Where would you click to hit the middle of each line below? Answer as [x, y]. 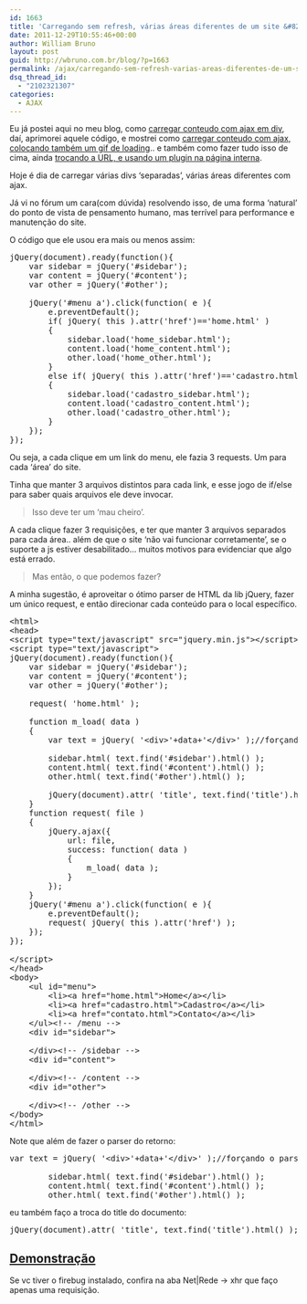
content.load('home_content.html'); [149, 349]
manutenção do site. [48, 222]
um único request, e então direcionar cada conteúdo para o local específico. [153, 605]
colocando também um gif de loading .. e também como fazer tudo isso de [149, 148]
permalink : [30, 69]
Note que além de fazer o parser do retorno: [93, 1141]
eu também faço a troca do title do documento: [98, 1213]
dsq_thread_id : [38, 78]
